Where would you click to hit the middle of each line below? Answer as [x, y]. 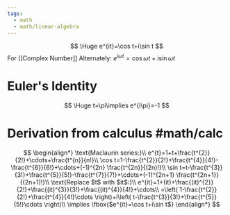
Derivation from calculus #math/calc [115, 134]
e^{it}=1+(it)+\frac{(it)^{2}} [176, 182]
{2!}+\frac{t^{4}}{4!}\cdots [55, 197]
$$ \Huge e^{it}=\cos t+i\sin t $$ [117, 46]
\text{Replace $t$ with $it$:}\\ [94, 182]
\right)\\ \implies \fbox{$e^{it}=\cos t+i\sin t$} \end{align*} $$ [132, 204]
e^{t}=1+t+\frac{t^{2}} [179, 153]
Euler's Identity [52, 86]
